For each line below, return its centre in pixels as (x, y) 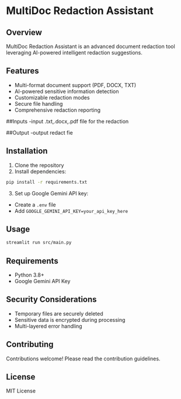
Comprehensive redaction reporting (58, 110)
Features (22, 71)
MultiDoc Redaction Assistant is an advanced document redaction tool (90, 46)
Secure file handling (39, 104)
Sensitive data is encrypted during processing (70, 319)
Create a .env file (35, 204)
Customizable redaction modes (52, 97)
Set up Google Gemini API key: (51, 193)
